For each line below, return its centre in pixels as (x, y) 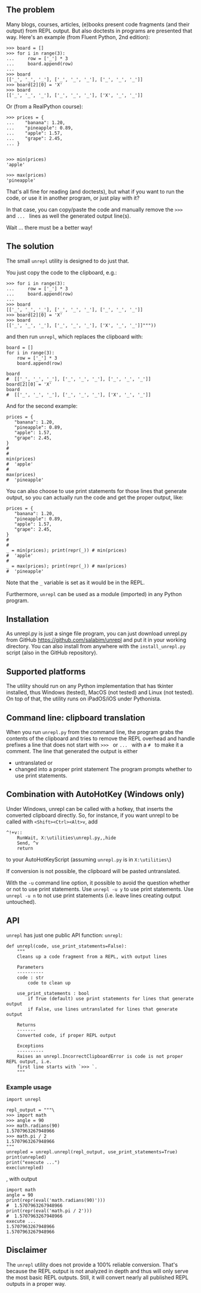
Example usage (29, 1087)
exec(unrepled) (25, 1168)
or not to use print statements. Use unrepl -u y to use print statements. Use (100, 889)
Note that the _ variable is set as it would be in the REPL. (76, 582)
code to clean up (49, 983)
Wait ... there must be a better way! (49, 227)
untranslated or (33, 763)
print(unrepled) (26, 1157)
